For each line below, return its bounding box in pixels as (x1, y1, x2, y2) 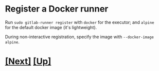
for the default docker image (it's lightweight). (5, 24, 97, 30)
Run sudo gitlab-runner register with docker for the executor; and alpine (5, 19, 155, 25)
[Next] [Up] (5, 56, 52, 67)
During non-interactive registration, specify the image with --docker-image (5, 34, 154, 40)
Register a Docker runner (5, 3, 108, 14)
